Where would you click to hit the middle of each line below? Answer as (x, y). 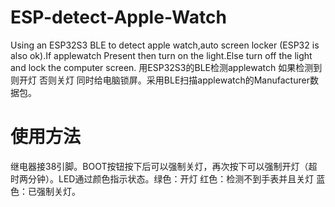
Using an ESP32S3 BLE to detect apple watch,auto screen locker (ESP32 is (165, 45)
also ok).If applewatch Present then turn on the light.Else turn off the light (161, 55)
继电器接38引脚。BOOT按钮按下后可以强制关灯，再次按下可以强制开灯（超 (164, 166)
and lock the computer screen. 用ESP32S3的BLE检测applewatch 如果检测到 (166, 67)
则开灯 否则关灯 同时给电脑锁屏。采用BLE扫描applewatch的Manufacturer (160, 80)
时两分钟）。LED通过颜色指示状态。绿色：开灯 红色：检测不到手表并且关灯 (162, 178)
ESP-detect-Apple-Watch (118, 17)
